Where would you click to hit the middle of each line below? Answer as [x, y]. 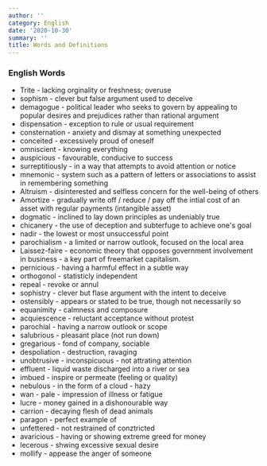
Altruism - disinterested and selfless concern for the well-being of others [139, 192]
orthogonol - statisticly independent [78, 276]
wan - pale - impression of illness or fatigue [91, 394]
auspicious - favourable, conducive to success [96, 158]
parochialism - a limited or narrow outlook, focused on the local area [132, 243]
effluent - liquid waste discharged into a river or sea [104, 369]
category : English [39, 23]
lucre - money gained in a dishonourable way [94, 403]
